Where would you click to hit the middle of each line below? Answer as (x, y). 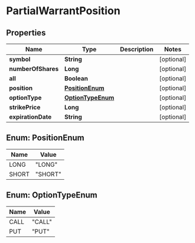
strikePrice (25, 107)
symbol (20, 59)
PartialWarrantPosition (63, 11)
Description (137, 49)
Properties (26, 33)
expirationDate (30, 117)
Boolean (76, 78)
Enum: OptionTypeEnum (52, 195)
